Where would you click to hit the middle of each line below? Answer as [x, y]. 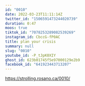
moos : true [16, 28]
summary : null [20, 46]
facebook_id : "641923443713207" [38, 64]
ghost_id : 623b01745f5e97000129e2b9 [42, 60]
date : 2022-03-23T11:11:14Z [34, 14]
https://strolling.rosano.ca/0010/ [38, 79]
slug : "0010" [18, 51]
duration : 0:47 [21, 23]
